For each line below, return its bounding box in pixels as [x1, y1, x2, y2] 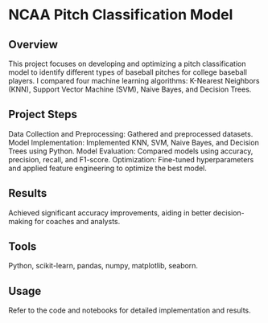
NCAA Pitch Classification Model [8, 6, 233, 24]
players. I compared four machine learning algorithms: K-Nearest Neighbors [8, 76, 260, 85]
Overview [8, 38, 59, 51]
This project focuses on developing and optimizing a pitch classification [8, 59, 246, 68]
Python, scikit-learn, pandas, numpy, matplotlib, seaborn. [8, 261, 199, 271]
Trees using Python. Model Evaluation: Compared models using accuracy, [8, 146, 254, 156]
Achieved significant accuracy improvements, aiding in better [8, 207, 212, 218]
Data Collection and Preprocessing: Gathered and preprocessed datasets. [8, 129, 254, 138]
